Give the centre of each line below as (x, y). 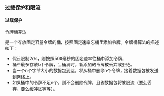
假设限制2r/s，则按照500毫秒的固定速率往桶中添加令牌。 (69, 59)
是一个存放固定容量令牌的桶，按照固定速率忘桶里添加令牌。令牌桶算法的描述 (82, 42)
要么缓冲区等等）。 (39, 89)
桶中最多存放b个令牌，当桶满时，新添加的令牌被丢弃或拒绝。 (73, 64)
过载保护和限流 (23, 7)
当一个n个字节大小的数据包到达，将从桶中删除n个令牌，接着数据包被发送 (85, 71)
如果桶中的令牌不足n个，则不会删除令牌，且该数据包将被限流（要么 (80, 83)
